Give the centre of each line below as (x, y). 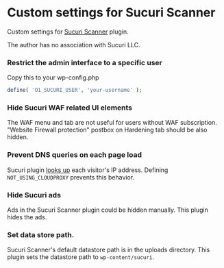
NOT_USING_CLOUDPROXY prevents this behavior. (71, 177)
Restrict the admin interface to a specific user (85, 62)
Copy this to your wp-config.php (53, 77)
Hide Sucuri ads (34, 195)
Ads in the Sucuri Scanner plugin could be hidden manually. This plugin (108, 210)
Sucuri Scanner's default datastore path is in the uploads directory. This (109, 250)
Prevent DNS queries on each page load (75, 155)
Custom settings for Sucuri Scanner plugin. (68, 32)
